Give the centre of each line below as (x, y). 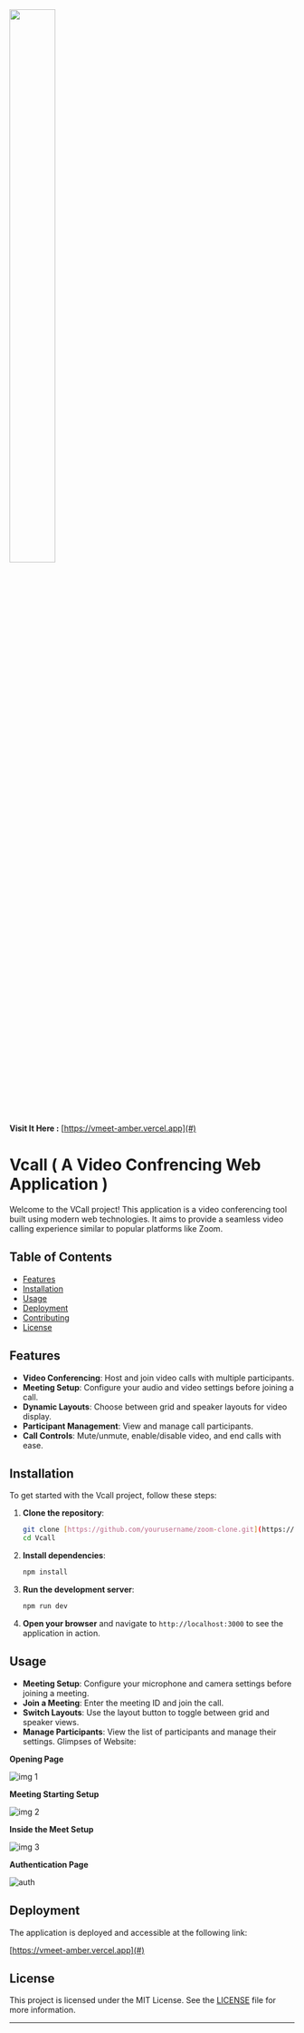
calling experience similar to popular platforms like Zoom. (116, 1228)
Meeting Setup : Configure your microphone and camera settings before (157, 1684)
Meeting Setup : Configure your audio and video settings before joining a (158, 1387)
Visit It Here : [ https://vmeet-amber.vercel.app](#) (103, 1128)
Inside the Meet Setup (52, 1829)
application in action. (62, 1633)
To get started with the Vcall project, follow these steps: (113, 1496)
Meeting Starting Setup (54, 1794)
